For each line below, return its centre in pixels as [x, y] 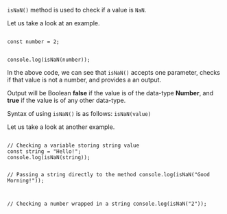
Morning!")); [26, 180]
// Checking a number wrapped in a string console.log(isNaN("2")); [107, 204]
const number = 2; [33, 42]
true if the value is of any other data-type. [67, 100]
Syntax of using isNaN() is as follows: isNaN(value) [79, 114]
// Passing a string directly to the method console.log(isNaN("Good [109, 174]
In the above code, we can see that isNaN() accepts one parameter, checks [114, 72]
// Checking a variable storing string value [73, 145]
